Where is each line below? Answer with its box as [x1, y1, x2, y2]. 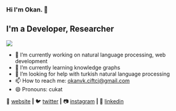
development [14, 57, 48, 65]
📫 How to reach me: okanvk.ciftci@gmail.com [14, 77, 130, 84]
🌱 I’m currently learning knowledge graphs [14, 64, 121, 71]
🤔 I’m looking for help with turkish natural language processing [14, 70, 170, 77]
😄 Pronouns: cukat [14, 85, 63, 92]
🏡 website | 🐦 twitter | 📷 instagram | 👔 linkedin [6, 97, 124, 104]
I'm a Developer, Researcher [6, 24, 114, 34]
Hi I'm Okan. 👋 [6, 5, 48, 14]
